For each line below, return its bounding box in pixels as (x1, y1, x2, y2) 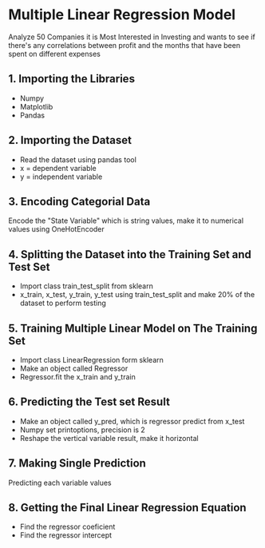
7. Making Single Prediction (8, 457, 146, 471)
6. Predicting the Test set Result (8, 395, 170, 409)
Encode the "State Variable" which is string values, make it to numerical (8, 216, 244, 225)
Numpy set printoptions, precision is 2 (19, 425, 145, 435)
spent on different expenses (8, 49, 101, 58)
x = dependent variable (19, 163, 97, 173)
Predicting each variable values (8, 478, 112, 487)
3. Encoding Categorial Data (8, 194, 151, 208)
